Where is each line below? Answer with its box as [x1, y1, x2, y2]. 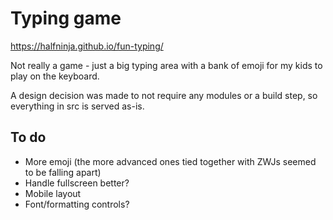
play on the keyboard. [10, 70, 100, 82]
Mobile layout [24, 187, 82, 199]
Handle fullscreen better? [24, 177, 130, 189]
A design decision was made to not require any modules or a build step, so [10, 89, 318, 101]
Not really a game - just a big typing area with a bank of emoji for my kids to [10, 59, 323, 71]
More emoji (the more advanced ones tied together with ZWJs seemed [24, 155, 317, 167]
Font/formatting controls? [24, 198, 130, 210]
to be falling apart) [24, 166, 102, 178]
